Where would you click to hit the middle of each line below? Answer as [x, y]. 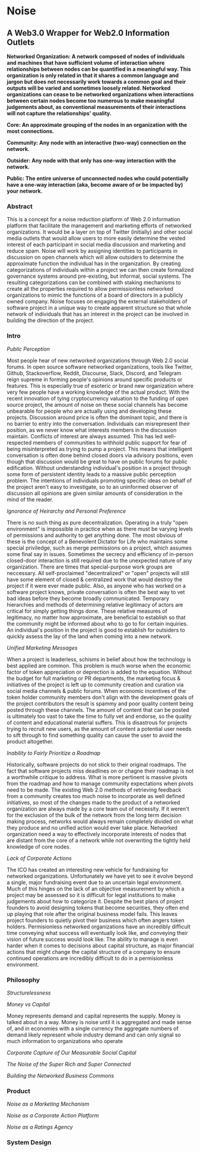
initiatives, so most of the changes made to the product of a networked [93, 802]
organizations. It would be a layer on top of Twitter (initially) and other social [100, 232]
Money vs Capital [28, 1004]
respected [19, 442]
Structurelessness [29, 993]
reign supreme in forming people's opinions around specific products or [95, 379]
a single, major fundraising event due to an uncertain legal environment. [95, 882]
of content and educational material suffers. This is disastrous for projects [97, 722]
